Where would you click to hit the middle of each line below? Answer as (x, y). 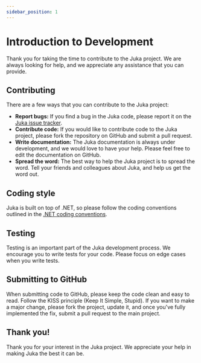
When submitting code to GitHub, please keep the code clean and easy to (98, 294)
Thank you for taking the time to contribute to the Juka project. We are (94, 59)
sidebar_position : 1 (32, 12)
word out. (27, 174)
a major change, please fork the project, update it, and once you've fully (96, 307)
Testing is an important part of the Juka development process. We (88, 248)
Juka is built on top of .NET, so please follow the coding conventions (91, 208)
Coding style (31, 193)
